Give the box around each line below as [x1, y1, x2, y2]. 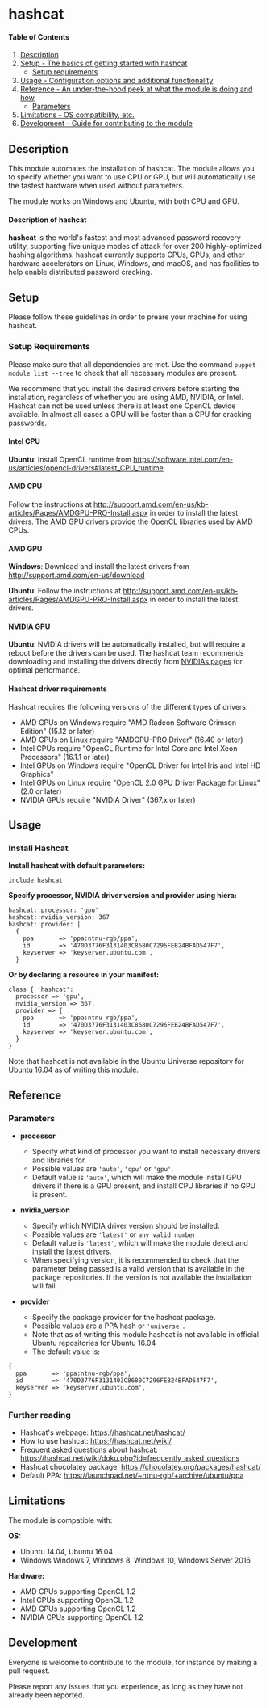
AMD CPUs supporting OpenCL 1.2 [19, 1587, 136, 1596]
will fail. [31, 1280, 58, 1290]
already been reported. [8, 1690, 85, 1700]
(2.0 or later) [19, 786, 62, 796]
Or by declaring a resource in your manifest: [8, 970, 160, 980]
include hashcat [8, 876, 63, 885]
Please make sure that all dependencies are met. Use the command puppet [8, 359, 256, 369]
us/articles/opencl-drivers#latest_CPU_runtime [8, 462, 164, 473]
